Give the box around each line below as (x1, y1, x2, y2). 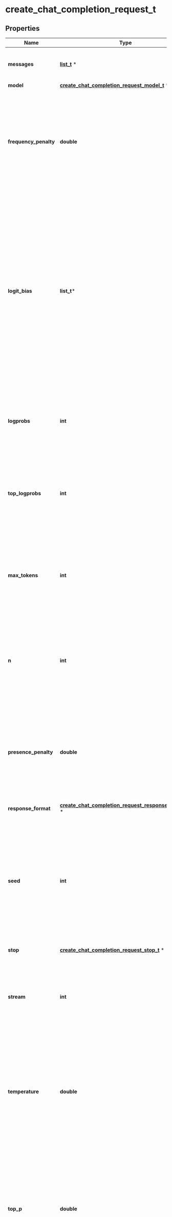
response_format (8, 805, 51, 812)
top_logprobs (8, 490, 41, 497)
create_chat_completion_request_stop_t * (59, 946, 165, 954)
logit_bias (8, 287, 32, 294)
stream (8, 993, 26, 1000)
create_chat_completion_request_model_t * (59, 82, 169, 89)
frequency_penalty (8, 138, 55, 145)
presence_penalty (8, 749, 53, 755)
